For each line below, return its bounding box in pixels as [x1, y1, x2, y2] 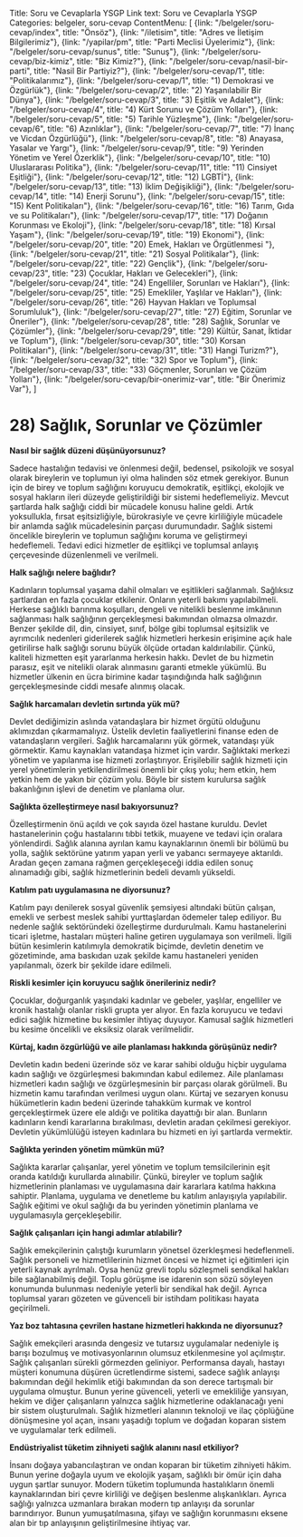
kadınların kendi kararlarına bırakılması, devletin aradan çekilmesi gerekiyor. [9, 1116, 291, 1127]
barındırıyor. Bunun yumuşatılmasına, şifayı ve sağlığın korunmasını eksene [9, 1507, 289, 1518]
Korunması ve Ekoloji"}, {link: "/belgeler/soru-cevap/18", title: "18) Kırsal [9, 219, 276, 230]
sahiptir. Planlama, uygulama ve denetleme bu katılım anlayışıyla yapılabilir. [9, 1190, 288, 1201]
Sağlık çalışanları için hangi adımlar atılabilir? [9, 1227, 183, 1238]
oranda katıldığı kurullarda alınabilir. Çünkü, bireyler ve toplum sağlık [9, 1171, 263, 1182]
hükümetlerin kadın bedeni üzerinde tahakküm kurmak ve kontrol [9, 1097, 251, 1108]
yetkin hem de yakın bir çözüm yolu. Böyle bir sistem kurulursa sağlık [9, 773, 267, 784]
